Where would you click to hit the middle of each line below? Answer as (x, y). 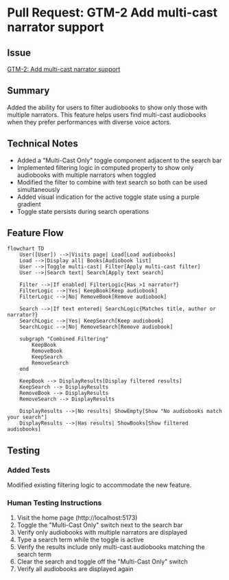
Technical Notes (43, 143)
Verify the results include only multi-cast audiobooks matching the (111, 547)
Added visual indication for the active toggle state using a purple (108, 197)
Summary (28, 91)
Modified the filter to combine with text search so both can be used (112, 182)
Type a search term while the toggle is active (80, 540)
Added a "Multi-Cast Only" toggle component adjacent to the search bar (119, 160)
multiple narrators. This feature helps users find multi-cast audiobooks (107, 114)
